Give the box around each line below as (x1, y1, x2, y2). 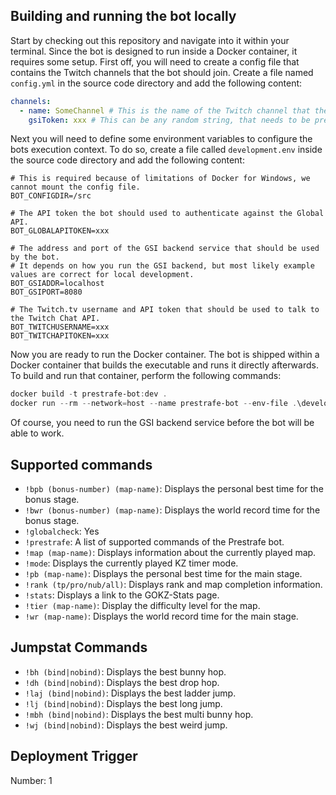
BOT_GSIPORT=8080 (10, 287, 83, 298)
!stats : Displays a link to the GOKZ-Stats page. (24, 589, 220, 601)
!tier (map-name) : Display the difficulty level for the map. (24, 600, 261, 611)
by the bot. (10, 252, 60, 263)
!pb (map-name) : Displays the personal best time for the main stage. (24, 568, 303, 579)
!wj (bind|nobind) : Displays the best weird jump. (24, 719, 228, 731)
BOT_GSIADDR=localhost (10, 279, 105, 289)
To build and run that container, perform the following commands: (10, 370, 282, 382)
